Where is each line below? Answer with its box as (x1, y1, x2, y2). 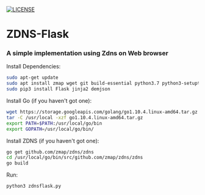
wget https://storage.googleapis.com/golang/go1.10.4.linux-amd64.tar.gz (6, 109, 198, 116)
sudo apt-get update (6, 75, 59, 81)
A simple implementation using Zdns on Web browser (6, 49, 169, 57)
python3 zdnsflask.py (6, 183, 62, 189)
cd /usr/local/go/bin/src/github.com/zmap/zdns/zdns (6, 155, 143, 161)
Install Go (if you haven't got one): (6, 97, 92, 105)
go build (6, 160, 29, 166)
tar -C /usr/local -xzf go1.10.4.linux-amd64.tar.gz (6, 114, 143, 120)
